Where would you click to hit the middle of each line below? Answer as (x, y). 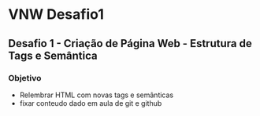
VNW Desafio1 (56, 14)
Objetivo (25, 78)
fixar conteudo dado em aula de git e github (91, 103)
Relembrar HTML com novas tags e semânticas (97, 95)
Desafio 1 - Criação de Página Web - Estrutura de (130, 43)
